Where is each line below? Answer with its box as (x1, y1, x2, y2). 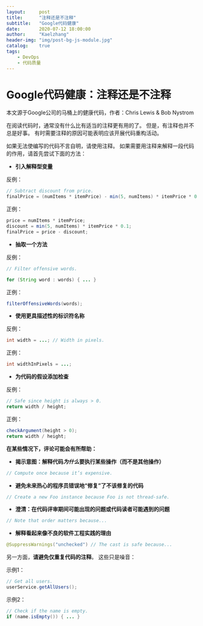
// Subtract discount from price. (6, 188, 94, 194)
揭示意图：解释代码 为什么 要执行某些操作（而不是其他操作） (15, 458, 165, 465)
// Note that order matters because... (6, 518, 108, 524)
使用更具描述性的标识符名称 (15, 312, 85, 320)
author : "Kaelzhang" (6, 32, 69, 38)
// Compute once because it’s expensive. (6, 470, 113, 476)
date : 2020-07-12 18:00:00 (6, 26, 91, 32)
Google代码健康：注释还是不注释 (6, 88, 171, 101)
